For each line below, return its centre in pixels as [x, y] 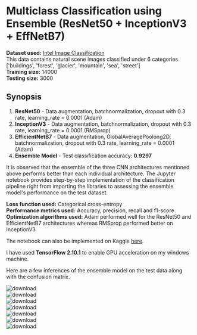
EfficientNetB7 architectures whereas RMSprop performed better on [90, 223]
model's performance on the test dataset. [57, 193]
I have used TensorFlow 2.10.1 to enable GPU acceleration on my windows [98, 252]
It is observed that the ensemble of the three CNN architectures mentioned [98, 167]
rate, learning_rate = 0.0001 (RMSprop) [63, 130]
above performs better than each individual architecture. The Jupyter [91, 173]
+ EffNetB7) [36, 36]
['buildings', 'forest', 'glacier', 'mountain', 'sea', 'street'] [74, 65]
